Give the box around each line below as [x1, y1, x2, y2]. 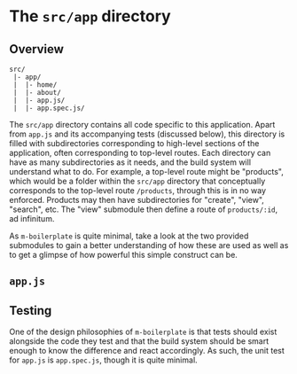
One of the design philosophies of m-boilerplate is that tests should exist [9, 326, 277, 338]
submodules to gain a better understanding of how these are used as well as [9, 240, 289, 250]
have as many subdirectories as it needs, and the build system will [9, 157, 251, 168]
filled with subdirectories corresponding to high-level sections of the [9, 138, 260, 148]
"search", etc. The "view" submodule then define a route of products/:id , [9, 204, 277, 214]
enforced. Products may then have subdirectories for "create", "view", [9, 195, 264, 205]
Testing [9, 303, 52, 318]
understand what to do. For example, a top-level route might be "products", [9, 167, 284, 176]
